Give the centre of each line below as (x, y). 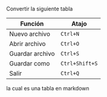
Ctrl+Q (70, 73)
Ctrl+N (70, 34)
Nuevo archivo (30, 34)
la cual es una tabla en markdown (48, 88)
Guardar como (29, 63)
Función (32, 24)
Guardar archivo (32, 54)
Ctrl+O (70, 44)
